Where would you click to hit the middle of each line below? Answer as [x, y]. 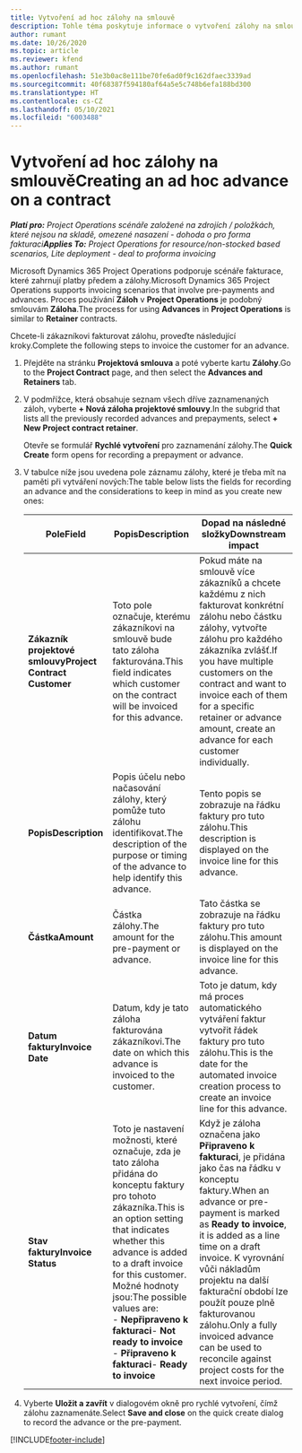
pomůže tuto [139, 811]
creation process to [240, 1086]
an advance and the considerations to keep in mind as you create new [153, 492]
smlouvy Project [62, 662]
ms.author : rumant [44, 68]
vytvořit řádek [229, 1031]
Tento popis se [230, 794]
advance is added [150, 1252]
